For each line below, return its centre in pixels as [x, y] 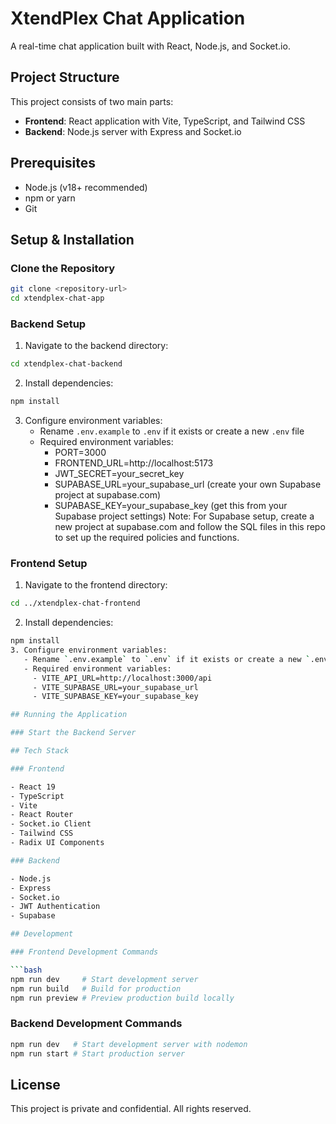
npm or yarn [50, 198]
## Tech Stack [40, 751]
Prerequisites [53, 163]
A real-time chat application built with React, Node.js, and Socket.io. [150, 46]
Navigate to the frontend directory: [96, 585]
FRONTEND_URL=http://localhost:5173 [134, 463]
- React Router [42, 815]
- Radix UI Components [57, 843]
